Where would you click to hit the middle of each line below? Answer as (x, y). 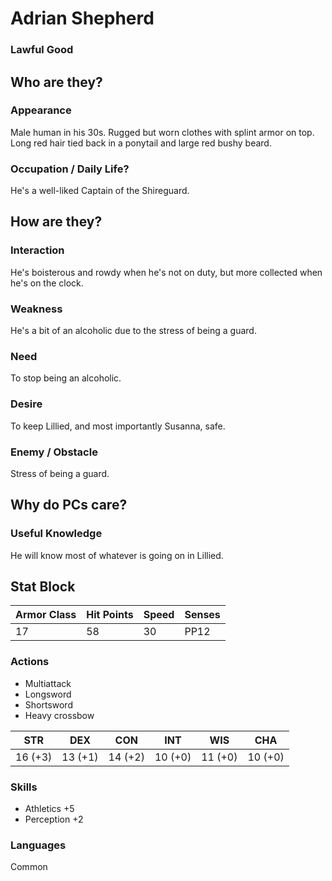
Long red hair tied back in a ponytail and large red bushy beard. (141, 143)
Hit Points (110, 615)
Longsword (48, 694)
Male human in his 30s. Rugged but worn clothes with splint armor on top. (162, 132)
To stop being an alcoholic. (66, 378)
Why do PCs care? (69, 505)
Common (29, 867)
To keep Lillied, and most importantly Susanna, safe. (118, 426)
